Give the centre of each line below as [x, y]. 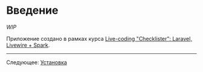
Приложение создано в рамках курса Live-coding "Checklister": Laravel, [99, 38]
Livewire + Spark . [28, 45]
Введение [32, 10]
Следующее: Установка [37, 62]
